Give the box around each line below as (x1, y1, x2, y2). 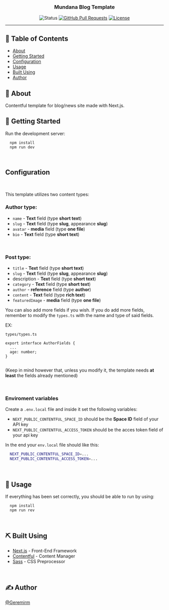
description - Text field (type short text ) (12, 276, 97, 282)
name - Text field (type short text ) (12, 215, 82, 221)
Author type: (5, 204, 37, 211)
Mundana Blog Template (54, 4, 115, 11)
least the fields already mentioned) (5, 373, 78, 379)
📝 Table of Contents (5, 34, 68, 43)
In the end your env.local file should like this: (5, 442, 99, 448)
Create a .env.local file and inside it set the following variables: (5, 406, 137, 412)
